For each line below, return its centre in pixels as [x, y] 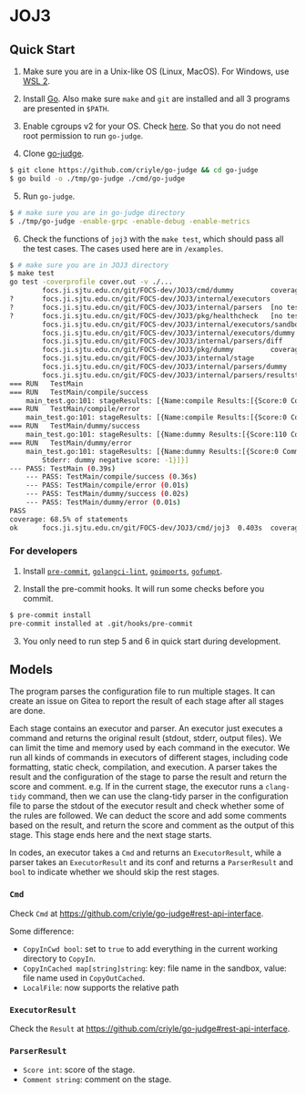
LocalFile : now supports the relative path [101, 987]
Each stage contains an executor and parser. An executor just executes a [146, 728]
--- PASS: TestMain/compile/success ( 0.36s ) [112, 477]
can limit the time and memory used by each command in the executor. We [150, 748]
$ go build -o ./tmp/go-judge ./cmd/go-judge [97, 179]
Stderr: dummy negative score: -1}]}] [116, 460]
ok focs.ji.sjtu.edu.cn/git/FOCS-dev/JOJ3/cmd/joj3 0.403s [136, 528]
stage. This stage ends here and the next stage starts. [111, 835]
